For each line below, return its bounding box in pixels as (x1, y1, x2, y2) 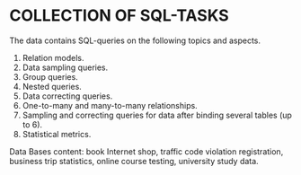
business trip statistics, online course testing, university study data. (9, 155, 259, 166)
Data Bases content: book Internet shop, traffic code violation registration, (9, 145, 284, 157)
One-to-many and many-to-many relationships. (22, 100, 198, 110)
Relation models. (22, 52, 84, 63)
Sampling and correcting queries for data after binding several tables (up (22, 109, 292, 120)
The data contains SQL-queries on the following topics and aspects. (9, 35, 261, 46)
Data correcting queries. (22, 91, 113, 101)
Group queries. (22, 71, 78, 82)
